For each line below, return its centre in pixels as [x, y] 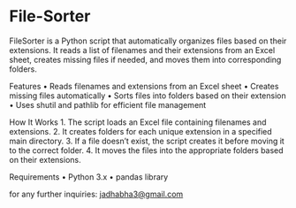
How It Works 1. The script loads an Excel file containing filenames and [138, 122]
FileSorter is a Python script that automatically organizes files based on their [148, 41]
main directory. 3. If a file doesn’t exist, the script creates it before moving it [147, 141]
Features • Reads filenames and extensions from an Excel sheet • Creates [144, 86]
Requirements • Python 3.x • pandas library [89, 177]
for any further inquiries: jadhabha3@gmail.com [96, 194]
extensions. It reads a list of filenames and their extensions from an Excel [142, 50]
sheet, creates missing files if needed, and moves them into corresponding [145, 59]
